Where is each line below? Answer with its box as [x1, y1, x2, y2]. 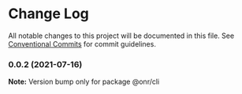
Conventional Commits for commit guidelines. [8, 39, 156, 48]
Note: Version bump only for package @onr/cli [8, 77, 160, 87]
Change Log [8, 5, 89, 23]
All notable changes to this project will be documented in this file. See [8, 31, 235, 40]
